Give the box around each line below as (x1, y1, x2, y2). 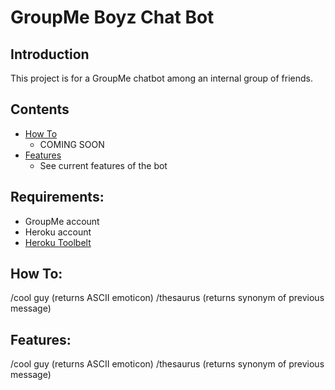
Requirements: (10, 189, 105, 206)
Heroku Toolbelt (24, 236, 92, 248)
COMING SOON (39, 138, 105, 150)
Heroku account (24, 226, 92, 238)
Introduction (10, 46, 90, 63)
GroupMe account (24, 215, 100, 227)
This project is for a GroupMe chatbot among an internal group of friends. (10, 72, 314, 84)
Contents (10, 101, 70, 118)
